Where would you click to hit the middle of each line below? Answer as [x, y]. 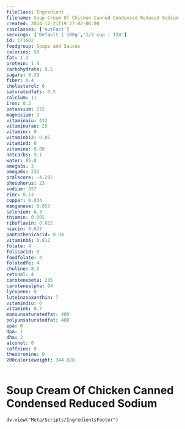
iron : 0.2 [19, 103]
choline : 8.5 [23, 269]
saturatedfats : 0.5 [31, 92]
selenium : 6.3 [24, 212]
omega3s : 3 [20, 166]
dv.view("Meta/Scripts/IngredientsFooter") [63, 420]
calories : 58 [23, 52]
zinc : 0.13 [20, 195]
